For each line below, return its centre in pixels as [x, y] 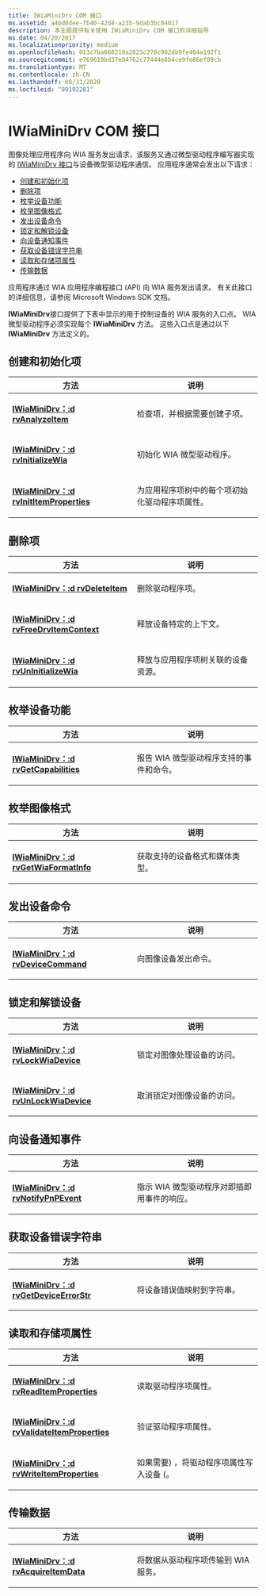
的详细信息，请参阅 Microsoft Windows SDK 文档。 [91, 297]
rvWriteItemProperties [55, 1474]
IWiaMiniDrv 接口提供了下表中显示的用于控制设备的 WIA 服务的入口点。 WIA [132, 314]
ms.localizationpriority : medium [63, 45]
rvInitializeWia [40, 460]
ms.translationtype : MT [47, 67]
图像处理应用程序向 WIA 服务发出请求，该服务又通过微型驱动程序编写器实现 [131, 155]
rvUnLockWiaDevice [52, 1101]
